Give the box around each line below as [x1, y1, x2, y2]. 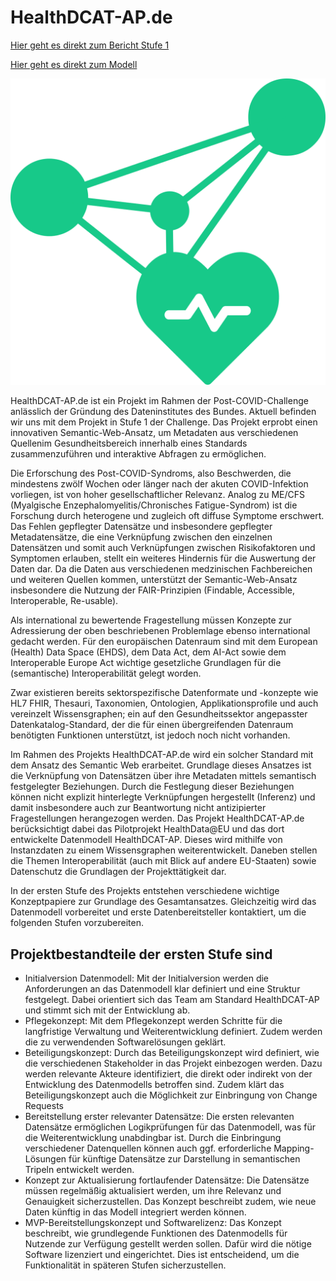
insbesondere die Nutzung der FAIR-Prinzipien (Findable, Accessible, [10, 584, 295, 596]
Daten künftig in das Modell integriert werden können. [24, 1206, 247, 1218]
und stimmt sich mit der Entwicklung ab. [24, 1004, 191, 1016]
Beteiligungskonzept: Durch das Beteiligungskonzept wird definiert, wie [24, 1046, 320, 1058]
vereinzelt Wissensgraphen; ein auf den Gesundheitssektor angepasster [10, 708, 308, 720]
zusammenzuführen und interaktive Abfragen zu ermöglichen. [10, 448, 267, 460]
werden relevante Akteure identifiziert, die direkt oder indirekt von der [24, 1067, 313, 1080]
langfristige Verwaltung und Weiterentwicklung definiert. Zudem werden [24, 1025, 323, 1037]
